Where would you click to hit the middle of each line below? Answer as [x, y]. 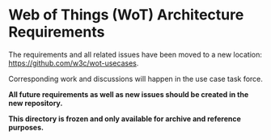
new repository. [36, 103]
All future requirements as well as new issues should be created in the [129, 94]
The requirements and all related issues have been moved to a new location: [135, 54]
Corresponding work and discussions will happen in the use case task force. [135, 78]
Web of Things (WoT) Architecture [126, 15]
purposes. [26, 127]
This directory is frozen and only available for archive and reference [125, 118]
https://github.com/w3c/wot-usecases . [74, 63]
